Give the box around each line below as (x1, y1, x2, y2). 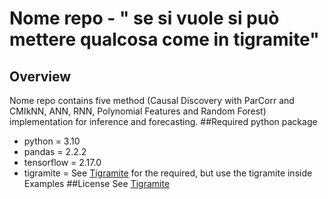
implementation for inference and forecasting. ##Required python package (9, 116, 318, 127)
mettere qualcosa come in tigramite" (9, 28, 320, 51)
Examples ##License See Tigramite (23, 178, 171, 189)
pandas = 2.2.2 (23, 146, 87, 157)
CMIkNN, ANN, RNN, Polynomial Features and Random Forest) (9, 105, 267, 117)
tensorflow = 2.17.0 (23, 157, 102, 168)
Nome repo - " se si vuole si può (9, 7, 280, 30)
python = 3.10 (23, 135, 81, 147)
